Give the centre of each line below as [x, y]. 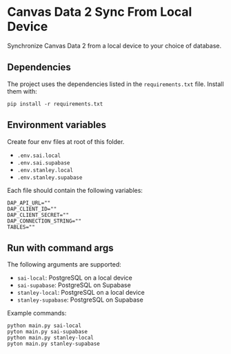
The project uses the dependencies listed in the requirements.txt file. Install [115, 84]
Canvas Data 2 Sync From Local [100, 12]
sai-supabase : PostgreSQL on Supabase [74, 285]
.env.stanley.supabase [50, 177]
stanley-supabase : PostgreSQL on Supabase [80, 300]
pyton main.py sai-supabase [48, 332]
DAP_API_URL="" [29, 203]
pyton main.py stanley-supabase [53, 344]
